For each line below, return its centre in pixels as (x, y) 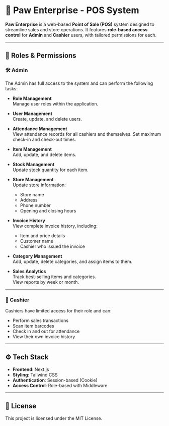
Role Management (32, 98)
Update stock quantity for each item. (51, 170)
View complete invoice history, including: (55, 226)
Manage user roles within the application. (55, 103)
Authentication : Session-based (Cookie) (55, 380)
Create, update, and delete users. (47, 119)
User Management (32, 114)
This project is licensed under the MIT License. (54, 418)
